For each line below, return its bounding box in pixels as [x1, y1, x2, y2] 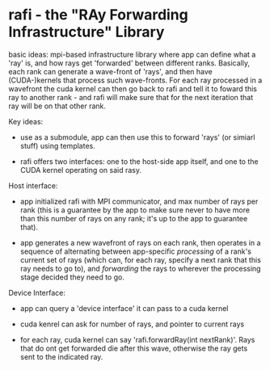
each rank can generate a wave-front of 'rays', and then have [8, 66, 213, 76]
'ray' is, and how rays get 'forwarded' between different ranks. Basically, [8, 58, 251, 68]
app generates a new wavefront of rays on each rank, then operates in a [19, 238, 261, 247]
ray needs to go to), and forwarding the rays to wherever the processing [19, 263, 261, 273]
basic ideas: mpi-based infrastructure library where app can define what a [8, 49, 256, 59]
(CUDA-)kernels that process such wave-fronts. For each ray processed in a [8, 75, 263, 85]
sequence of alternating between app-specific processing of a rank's [19, 246, 252, 256]
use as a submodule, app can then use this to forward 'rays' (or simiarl [19, 132, 255, 142]
